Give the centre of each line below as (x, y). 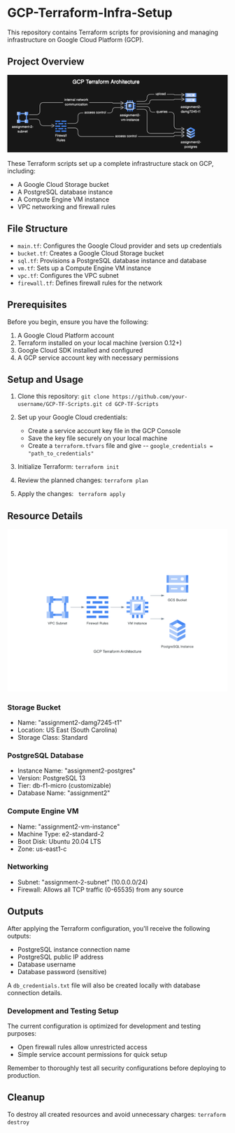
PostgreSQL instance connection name (74, 949)
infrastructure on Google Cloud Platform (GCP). (76, 39)
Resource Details (45, 516)
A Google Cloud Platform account (66, 335)
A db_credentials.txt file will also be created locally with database (104, 985)
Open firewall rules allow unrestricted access (83, 1047)
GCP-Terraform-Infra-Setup (90, 13)
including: (22, 171)
